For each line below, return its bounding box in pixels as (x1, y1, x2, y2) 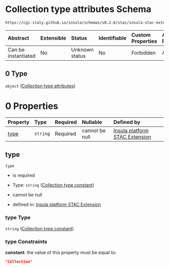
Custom (131, 31, 151, 38)
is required (12, 172, 35, 179)
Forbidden (131, 49, 156, 56)
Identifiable (98, 34, 127, 41)
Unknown (71, 46, 94, 53)
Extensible (40, 34, 66, 41)
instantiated (8, 52, 36, 59)
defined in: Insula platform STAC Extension (12, 202, 102, 208)
